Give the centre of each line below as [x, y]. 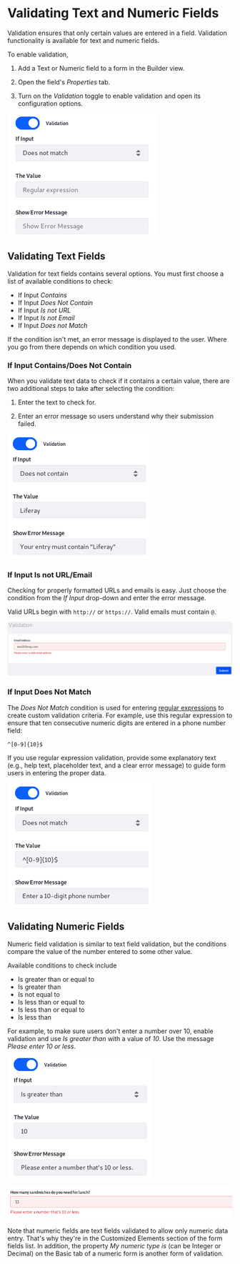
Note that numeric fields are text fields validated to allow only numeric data [118, 1230]
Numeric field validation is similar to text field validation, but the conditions [117, 944]
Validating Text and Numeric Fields [113, 13]
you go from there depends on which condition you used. [92, 347]
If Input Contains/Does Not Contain [70, 365]
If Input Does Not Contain [55, 302]
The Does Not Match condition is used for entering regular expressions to [116, 707]
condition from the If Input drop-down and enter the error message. [107, 598]
